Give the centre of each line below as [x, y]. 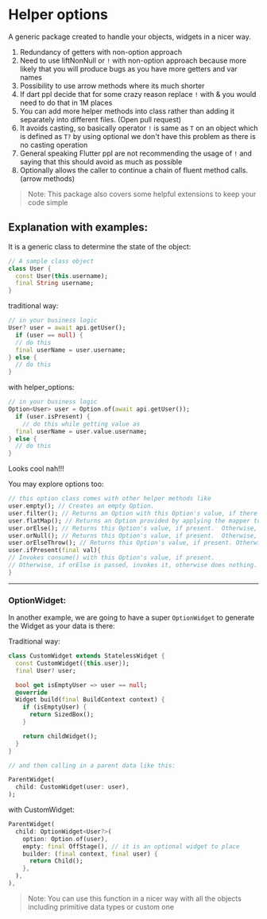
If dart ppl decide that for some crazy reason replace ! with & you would [138, 94]
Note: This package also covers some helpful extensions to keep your [142, 194]
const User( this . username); [62, 276]
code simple [48, 202]
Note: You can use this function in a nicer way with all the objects [135, 898]
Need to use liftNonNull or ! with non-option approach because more [133, 60]
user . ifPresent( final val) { [55, 550]
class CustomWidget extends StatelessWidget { [87, 656]
